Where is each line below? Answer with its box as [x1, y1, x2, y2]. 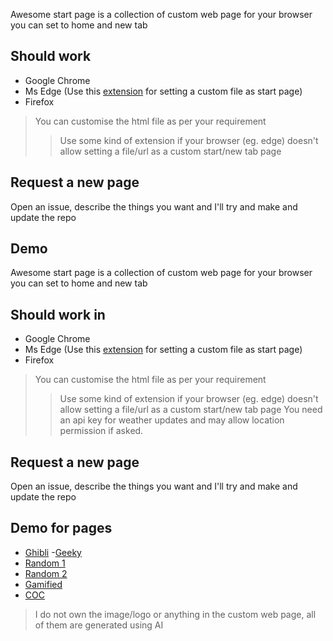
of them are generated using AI [34, 619, 164, 631]
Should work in [10, 306, 106, 323]
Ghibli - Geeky [24, 546, 82, 558]
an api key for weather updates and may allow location [59, 414, 285, 426]
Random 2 [24, 567, 68, 579]
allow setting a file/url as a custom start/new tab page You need [59, 404, 323, 416]
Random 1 [24, 557, 66, 569]
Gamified [24, 578, 63, 590]
